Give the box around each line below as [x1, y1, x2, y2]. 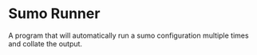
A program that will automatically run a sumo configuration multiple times [8, 31, 249, 40]
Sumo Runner [8, 5, 101, 23]
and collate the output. [8, 38, 82, 48]
